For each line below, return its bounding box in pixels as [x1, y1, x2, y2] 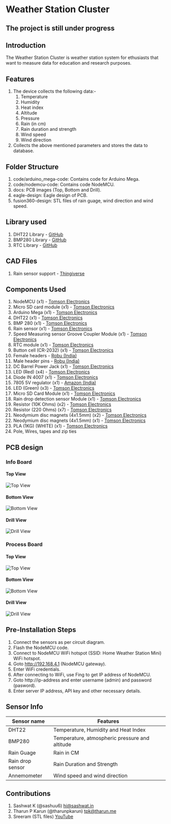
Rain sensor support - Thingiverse [13, 270, 85, 276]
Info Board [6, 458, 32, 465]
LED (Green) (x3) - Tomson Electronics [13, 385, 94, 391]
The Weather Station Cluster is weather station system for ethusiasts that [6, 54, 159, 61]
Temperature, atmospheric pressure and [53, 734, 150, 742]
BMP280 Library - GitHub [13, 237, 66, 243]
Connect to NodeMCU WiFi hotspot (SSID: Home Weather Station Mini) [13, 650, 162, 656]
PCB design [6, 443, 44, 451]
